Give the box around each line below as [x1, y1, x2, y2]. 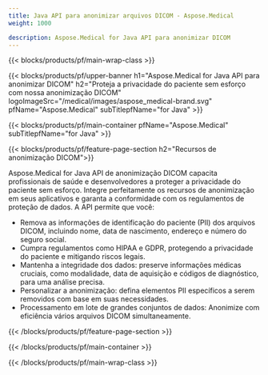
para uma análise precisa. [19, 277, 106, 287]
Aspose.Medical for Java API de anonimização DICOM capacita [8, 169, 218, 178]
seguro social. [19, 235, 67, 245]
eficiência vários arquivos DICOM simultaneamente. [19, 311, 191, 321]
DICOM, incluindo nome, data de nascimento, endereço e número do [19, 226, 247, 236]
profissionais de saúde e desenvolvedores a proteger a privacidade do [8, 177, 242, 186]
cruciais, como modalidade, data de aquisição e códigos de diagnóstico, [19, 269, 259, 278]
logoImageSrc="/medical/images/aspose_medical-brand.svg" [8, 97, 213, 106]
